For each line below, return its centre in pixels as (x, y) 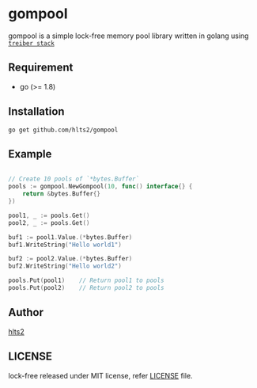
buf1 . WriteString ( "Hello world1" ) (65, 245)
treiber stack (32, 43)
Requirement (41, 68)
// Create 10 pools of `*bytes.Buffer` (74, 179)
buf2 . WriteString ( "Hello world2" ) (65, 266)
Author (26, 312)
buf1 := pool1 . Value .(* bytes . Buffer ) (70, 237)
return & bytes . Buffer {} (62, 194)
